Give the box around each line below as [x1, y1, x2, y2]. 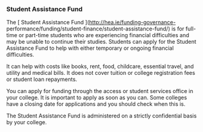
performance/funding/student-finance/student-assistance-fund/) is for [6, 25, 185, 32]
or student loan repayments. [6, 75, 77, 83]
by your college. [6, 119, 47, 126]
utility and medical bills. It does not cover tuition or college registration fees [6, 69, 196, 77]
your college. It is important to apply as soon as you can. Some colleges [6, 94, 187, 102]
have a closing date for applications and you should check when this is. [6, 100, 186, 108]
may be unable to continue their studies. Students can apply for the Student [6, 38, 197, 46]
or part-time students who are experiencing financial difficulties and [18, 32, 190, 39]
